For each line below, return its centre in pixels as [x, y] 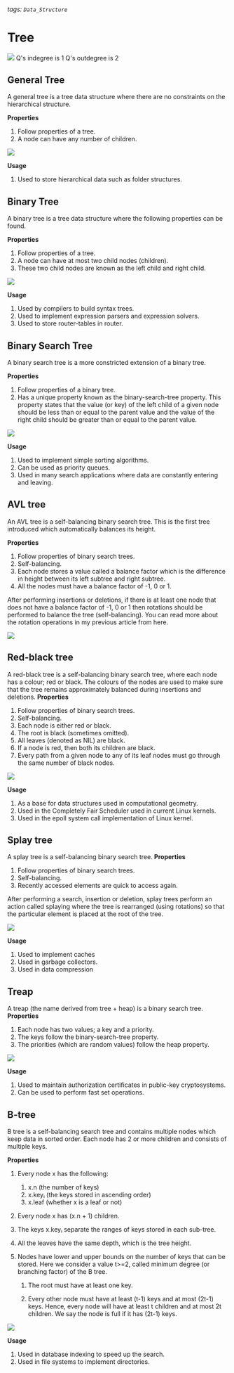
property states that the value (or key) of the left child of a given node [118, 404]
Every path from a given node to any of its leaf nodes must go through [119, 755]
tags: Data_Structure [37, 9]
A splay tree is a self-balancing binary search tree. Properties [96, 857]
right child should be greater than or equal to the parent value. [107, 419]
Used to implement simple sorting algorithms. [83, 460]
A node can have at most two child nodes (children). [93, 261]
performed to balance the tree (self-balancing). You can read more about [113, 614]
